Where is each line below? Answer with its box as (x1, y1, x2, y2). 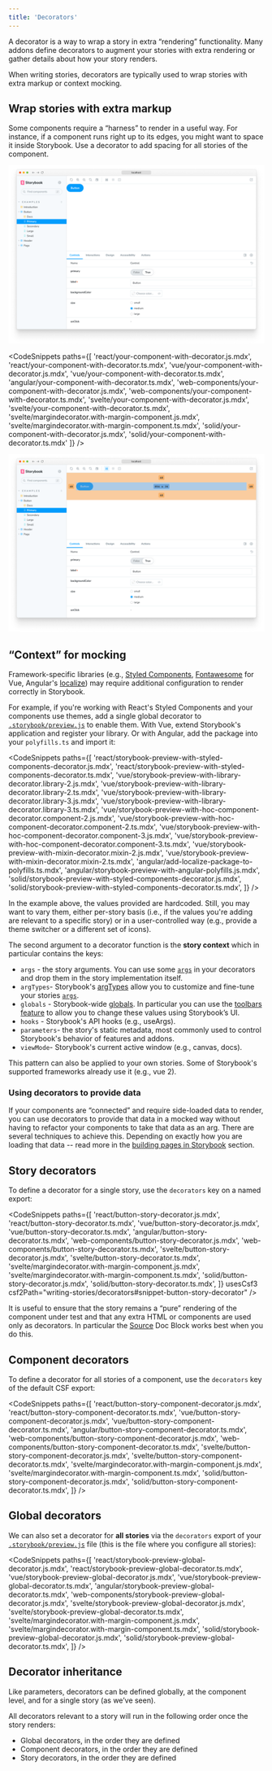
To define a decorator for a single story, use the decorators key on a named (8, 1185, 261, 1196)
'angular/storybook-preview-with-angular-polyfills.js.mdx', (64, 865, 261, 875)
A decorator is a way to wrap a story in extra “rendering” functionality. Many (8, 37, 264, 46)
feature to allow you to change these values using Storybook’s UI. (19, 1008, 240, 1017)
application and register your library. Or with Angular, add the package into (8, 728, 258, 738)
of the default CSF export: (8, 1384, 96, 1393)
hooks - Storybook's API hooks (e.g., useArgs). (19, 1017, 176, 1026)
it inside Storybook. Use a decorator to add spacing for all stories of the (8, 141, 248, 151)
